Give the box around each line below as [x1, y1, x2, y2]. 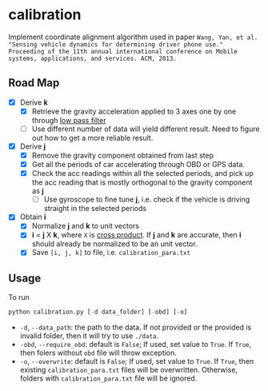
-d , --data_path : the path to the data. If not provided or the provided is [19, 322, 252, 333]
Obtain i [19, 212, 46, 221]
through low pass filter [31, 115, 106, 125]
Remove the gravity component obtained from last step [31, 150, 214, 160]
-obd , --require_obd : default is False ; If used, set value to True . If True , [19, 340, 252, 349]
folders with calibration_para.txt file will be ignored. [19, 373, 198, 383]
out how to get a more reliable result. [31, 133, 154, 142]
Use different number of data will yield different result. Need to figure [31, 124, 260, 134]
